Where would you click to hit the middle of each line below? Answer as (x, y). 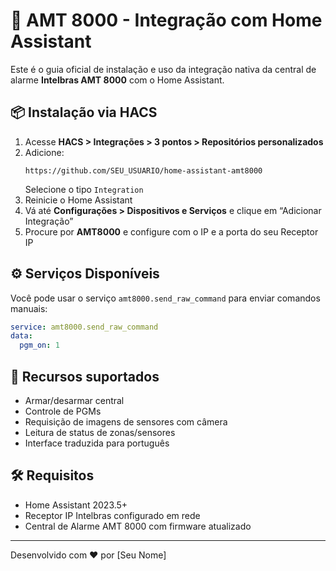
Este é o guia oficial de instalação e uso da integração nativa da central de (163, 69)
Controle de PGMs (63, 411)
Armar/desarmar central (74, 400)
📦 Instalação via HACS (84, 112)
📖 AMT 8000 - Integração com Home (166, 20)
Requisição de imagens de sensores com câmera (126, 422)
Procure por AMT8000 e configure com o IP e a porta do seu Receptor (171, 231)
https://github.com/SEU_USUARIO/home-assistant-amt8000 (143, 170)
